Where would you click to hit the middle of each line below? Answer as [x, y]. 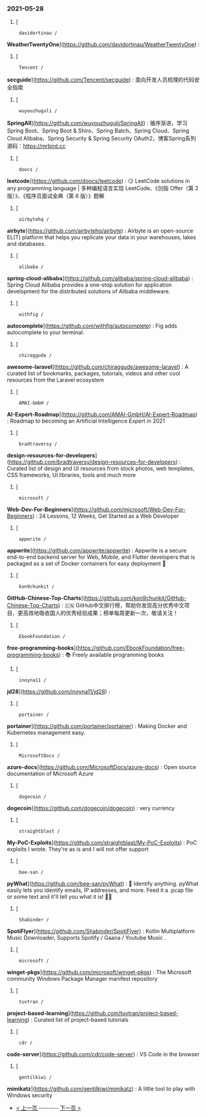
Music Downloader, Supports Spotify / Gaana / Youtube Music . [86, 938]
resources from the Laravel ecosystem [56, 380]
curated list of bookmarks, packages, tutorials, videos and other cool [94, 374]
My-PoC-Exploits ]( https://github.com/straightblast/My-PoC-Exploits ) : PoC [102, 843]
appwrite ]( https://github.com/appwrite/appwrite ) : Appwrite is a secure [97, 551]
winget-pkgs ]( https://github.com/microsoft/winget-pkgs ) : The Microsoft [99, 972]
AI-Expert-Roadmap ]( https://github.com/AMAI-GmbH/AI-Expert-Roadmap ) [102, 415]
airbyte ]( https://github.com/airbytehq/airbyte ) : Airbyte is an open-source [100, 231]
